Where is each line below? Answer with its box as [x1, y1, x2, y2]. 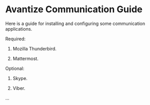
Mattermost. [12, 55, 39, 62]
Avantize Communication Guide [5, 4, 143, 15]
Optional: [5, 65, 24, 71]
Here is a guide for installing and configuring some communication [5, 20, 145, 27]
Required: [5, 36, 26, 42]
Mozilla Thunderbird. [12, 45, 57, 51]
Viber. [12, 85, 26, 91]
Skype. [12, 75, 28, 81]
